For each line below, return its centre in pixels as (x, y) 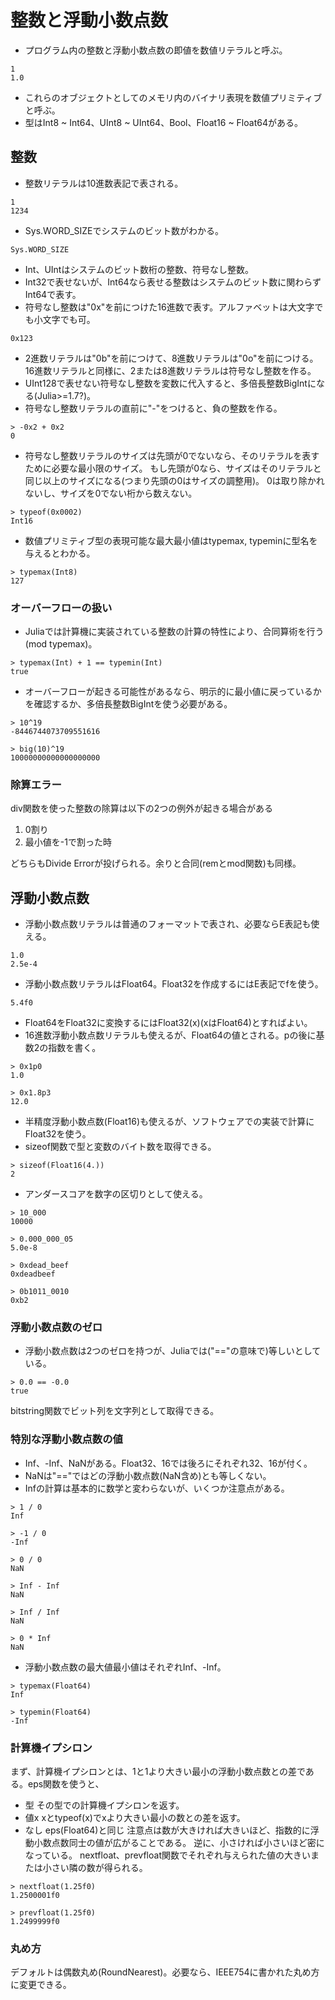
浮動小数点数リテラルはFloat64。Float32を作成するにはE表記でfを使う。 (174, 984)
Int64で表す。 (53, 294)
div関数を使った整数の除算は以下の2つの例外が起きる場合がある (142, 808)
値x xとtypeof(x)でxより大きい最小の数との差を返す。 (135, 1818)
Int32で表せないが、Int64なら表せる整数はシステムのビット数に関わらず (173, 282)
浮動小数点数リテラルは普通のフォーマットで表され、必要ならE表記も (168, 924)
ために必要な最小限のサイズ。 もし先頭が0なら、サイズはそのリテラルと (173, 468)
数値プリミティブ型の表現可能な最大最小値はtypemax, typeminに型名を (171, 540)
